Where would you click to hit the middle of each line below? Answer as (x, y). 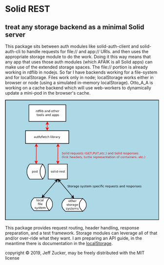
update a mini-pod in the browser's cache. (48, 93)
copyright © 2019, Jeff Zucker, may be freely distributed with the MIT (75, 253)
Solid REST (28, 9)
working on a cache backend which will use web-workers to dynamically (78, 88)
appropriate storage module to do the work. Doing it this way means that (78, 57)
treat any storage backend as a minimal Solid (75, 27)
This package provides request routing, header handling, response (72, 227)
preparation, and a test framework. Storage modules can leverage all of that (81, 233)
